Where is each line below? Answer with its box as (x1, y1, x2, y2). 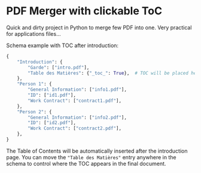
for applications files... (6, 30, 61, 37)
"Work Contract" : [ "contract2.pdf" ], (28, 125, 121, 132)
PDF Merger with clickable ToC (6, 4, 163, 18)
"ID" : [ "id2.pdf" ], (28, 120, 77, 126)
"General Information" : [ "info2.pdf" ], (28, 115, 127, 121)
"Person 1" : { (17, 81, 52, 87)
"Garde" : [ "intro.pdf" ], (28, 64, 90, 70)
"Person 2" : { (17, 109, 52, 115)
